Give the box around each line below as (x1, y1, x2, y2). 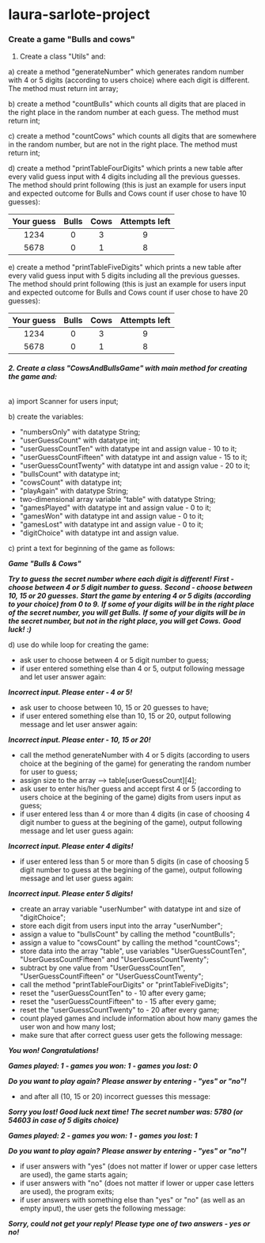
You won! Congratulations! (8, 1045, 99, 1055)
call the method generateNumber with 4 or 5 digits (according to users (19, 750, 251, 759)
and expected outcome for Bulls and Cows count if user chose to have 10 (8, 188, 247, 199)
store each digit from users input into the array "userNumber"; (19, 921, 223, 930)
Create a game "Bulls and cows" (8, 34, 136, 45)
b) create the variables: (8, 412, 85, 421)
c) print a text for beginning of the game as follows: (8, 543, 176, 553)
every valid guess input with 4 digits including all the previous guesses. (8, 172, 240, 181)
